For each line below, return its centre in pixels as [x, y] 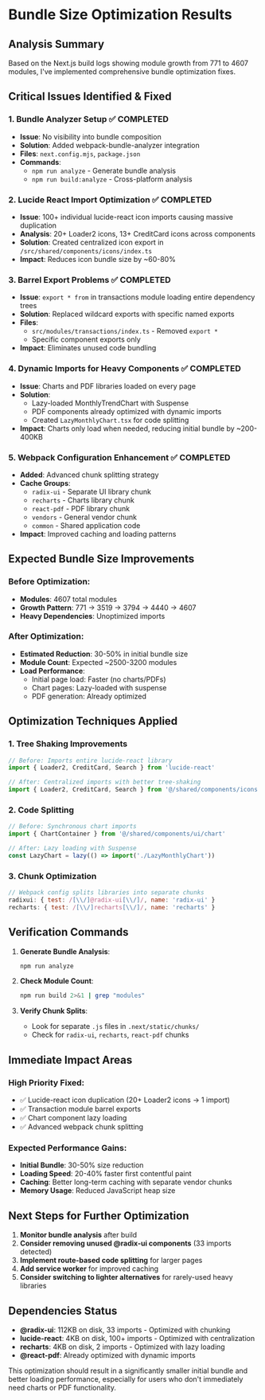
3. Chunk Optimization [53, 876]
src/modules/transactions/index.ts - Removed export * [125, 331]
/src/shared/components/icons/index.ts [86, 251]
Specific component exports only [86, 339]
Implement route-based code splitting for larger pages [111, 1261]
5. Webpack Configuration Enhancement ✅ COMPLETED [119, 457]
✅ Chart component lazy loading [73, 1118]
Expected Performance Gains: [68, 1148]
